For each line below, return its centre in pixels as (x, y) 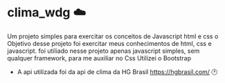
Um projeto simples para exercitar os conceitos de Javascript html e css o (113, 36)
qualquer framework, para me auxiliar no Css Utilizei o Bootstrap (99, 58)
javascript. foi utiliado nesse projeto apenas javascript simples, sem (103, 51)
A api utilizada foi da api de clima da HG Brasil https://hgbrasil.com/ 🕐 (117, 71)
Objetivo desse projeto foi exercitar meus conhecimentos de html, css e (110, 43)
